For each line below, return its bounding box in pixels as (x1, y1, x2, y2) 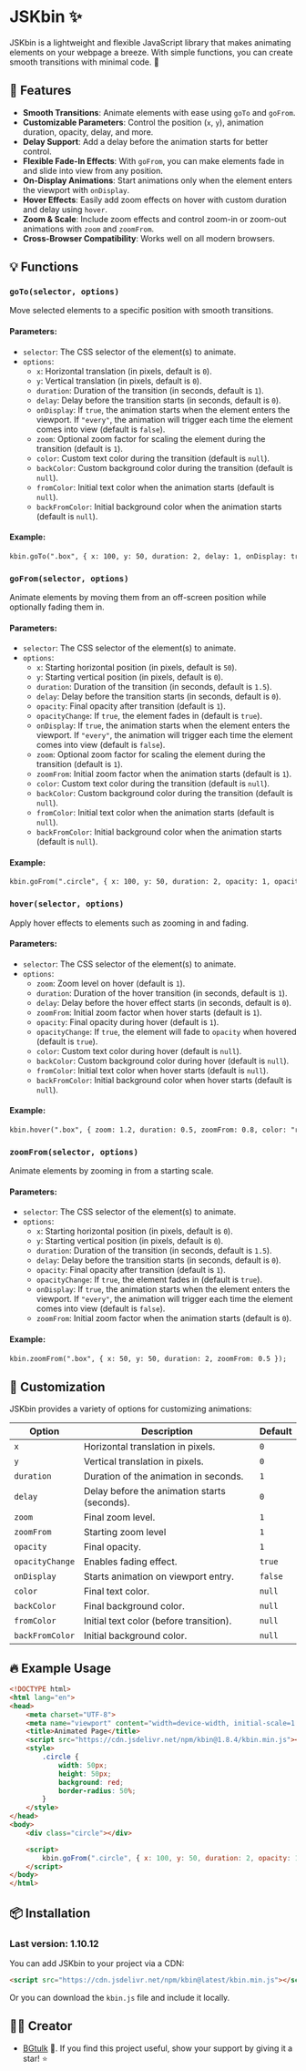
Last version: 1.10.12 (9, 1937, 99, 1950)
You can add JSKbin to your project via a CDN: (9, 1957, 185, 1969)
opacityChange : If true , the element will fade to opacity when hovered (36, 1026, 297, 1037)
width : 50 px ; (57, 1760, 107, 1769)
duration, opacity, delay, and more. (22, 126, 154, 138)
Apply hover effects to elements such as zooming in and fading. (9, 918, 249, 928)
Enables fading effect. (83, 1555, 178, 1568)
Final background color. (83, 1600, 185, 1613)
